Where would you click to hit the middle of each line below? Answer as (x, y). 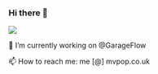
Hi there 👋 (29, 13)
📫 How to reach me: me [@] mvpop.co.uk (79, 62)
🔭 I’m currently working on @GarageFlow (77, 45)
